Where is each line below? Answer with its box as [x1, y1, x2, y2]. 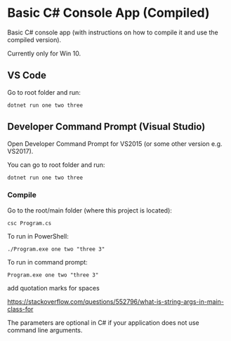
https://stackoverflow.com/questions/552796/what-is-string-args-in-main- [7, 297, 225, 306]
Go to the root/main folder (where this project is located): [7, 206, 172, 215]
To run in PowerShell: [7, 232, 69, 240]
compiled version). [7, 35, 62, 44]
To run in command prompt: [7, 258, 88, 266]
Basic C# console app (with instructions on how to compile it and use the [7, 28, 219, 36]
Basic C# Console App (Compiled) [7, 5, 210, 21]
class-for [7, 305, 34, 313]
